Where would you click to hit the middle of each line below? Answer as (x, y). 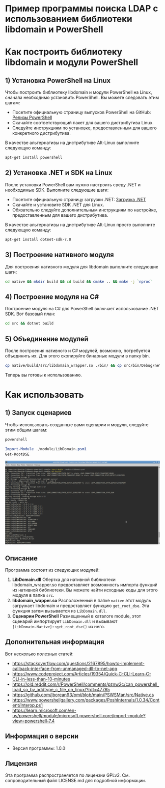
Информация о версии (42, 736)
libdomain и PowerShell (54, 29)
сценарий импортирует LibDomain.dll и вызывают (65, 621)
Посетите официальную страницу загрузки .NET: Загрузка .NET (79, 199)
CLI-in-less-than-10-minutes (41, 679)
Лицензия (21, 763)
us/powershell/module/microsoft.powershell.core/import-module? (79, 715)
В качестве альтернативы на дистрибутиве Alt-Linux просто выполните (80, 225)
